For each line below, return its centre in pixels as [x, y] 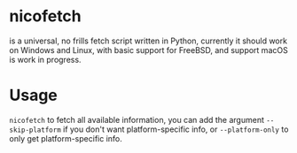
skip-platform [35, 130]
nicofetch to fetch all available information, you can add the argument [137, 119]
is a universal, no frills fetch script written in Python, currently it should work [148, 41]
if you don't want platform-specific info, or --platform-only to [176, 129]
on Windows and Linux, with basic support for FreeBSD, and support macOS [148, 50]
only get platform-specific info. [66, 138]
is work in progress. [45, 59]
